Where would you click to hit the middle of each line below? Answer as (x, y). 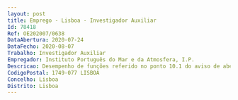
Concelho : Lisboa (33, 79)
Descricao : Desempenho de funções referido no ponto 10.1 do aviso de (114, 66)
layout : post (27, 14)
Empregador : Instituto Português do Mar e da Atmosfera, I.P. (101, 60)
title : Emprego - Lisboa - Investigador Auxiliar (82, 20)
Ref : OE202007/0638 (36, 33)
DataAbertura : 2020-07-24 (45, 40)
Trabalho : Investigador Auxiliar (57, 54)
